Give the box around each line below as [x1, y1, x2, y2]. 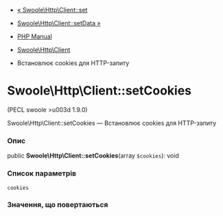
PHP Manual [16, 32, 53, 40]
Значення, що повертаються [7, 200, 108, 210]
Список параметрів [7, 169, 77, 178]
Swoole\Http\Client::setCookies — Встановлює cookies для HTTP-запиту [7, 119, 217, 127]
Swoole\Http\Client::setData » [16, 19, 101, 27]
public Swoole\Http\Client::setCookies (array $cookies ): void [7, 152, 180, 160]
